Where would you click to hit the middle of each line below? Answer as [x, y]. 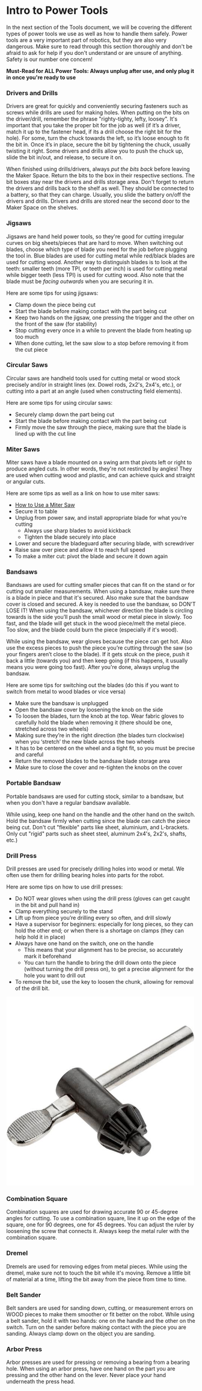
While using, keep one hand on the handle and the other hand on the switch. [101, 814]
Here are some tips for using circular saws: [60, 402]
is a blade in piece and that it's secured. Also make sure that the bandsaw [98, 598]
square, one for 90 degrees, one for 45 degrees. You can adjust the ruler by [100, 1225]
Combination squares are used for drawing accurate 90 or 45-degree [92, 1212]
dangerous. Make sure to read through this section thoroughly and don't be [99, 46]
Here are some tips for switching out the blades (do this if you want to [93, 685]
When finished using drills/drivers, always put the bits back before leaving [98, 169]
